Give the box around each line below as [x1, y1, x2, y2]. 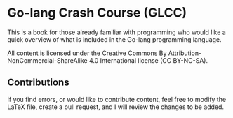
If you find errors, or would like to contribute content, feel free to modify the [7, 95, 227, 103]
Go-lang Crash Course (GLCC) [7, 5, 187, 21]
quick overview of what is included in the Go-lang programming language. [7, 35, 222, 43]
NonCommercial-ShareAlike [7, 56, 88, 64]
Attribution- [168, 49, 202, 57]
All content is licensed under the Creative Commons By [7, 49, 167, 57]
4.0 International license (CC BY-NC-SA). [88, 56, 208, 64]
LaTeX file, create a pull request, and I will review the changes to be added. [7, 103, 225, 111]
